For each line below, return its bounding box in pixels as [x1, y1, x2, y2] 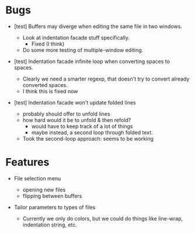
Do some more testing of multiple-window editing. [22, 46, 144, 53]
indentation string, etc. [22, 221, 77, 228]
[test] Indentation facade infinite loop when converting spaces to [13, 58, 170, 65]
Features [5, 156, 50, 169]
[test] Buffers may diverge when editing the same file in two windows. [13, 23, 182, 30]
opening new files [22, 186, 66, 193]
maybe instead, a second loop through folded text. [31, 129, 153, 136]
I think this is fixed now [22, 88, 78, 95]
